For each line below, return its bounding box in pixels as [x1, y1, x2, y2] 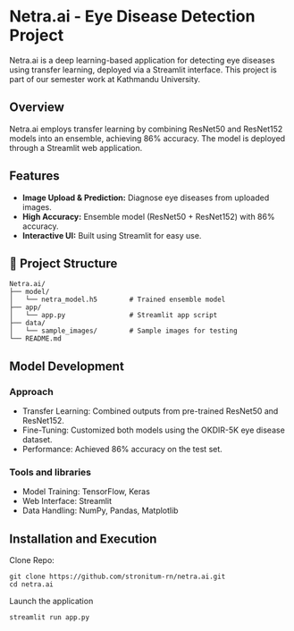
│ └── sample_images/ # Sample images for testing [9, 326, 239, 336]
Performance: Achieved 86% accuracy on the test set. [21, 444, 223, 455]
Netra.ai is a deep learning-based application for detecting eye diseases [9, 55, 275, 65]
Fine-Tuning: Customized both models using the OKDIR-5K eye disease [21, 425, 286, 435]
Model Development [9, 358, 125, 374]
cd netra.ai [9, 580, 54, 589]
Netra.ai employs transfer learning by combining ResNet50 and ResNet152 [9, 123, 283, 134]
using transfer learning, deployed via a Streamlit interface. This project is [9, 64, 277, 75]
